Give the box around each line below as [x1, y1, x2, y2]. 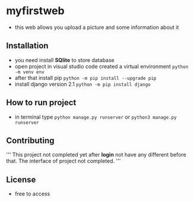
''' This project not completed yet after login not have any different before [6, 151, 187, 158]
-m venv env [14, 69, 44, 75]
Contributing [6, 135, 55, 145]
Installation [6, 41, 49, 51]
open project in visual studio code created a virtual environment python [14, 63, 189, 70]
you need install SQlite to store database [14, 56, 115, 63]
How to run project [6, 97, 77, 107]
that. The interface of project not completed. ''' [6, 158, 121, 165]
